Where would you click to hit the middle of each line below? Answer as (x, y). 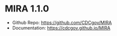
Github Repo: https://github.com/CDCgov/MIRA (62, 22)
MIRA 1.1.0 (27, 9)
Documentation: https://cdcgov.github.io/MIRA (61, 27)
